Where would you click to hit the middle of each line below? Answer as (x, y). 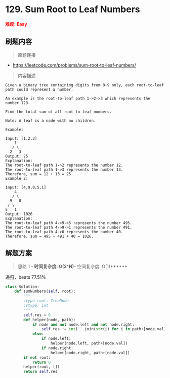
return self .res (40, 372)
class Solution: (22, 287)
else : (38, 334)
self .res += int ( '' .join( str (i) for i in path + (92, 329)
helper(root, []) (41, 367)
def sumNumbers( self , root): (45, 291)
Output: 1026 (19, 214)
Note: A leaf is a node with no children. (51, 120)
